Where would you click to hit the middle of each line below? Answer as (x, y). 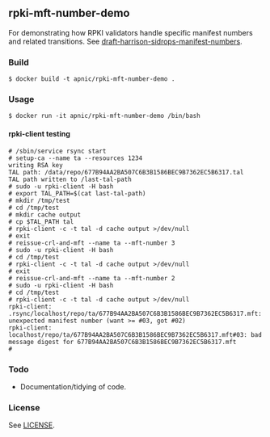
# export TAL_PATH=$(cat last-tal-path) (78, 193)
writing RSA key (36, 165)
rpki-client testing (40, 134)
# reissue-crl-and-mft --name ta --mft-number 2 (92, 278)
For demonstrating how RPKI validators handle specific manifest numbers (131, 32)
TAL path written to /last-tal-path (70, 179)
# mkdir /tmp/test (39, 200)
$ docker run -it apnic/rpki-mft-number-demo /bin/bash (104, 116)
